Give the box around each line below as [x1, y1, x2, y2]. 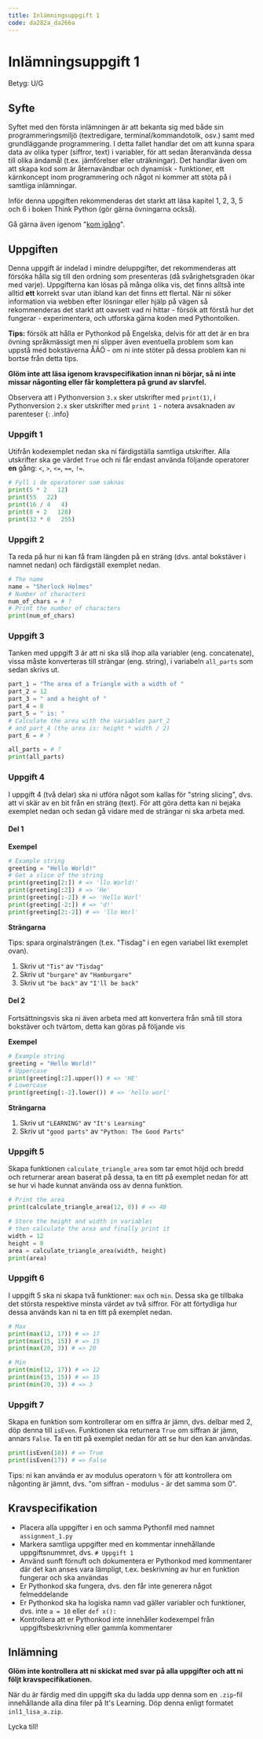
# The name [8, 575, 44, 583]
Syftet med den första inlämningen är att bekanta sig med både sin [8, 123, 224, 132]
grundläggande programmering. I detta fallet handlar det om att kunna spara [8, 139, 255, 149]
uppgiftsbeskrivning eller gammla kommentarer [19, 1623, 173, 1632]
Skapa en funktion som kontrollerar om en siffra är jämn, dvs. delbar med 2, [8, 1417, 253, 1427]
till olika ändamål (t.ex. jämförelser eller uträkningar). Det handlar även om [8, 156, 247, 165]
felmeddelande [19, 1590, 69, 1599]
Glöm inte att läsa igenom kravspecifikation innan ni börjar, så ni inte [8, 369, 236, 378]
